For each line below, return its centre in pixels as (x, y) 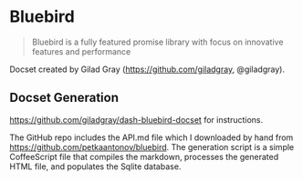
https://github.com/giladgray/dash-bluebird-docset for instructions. (136, 119)
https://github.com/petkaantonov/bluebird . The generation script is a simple (152, 146)
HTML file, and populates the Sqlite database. (95, 166)
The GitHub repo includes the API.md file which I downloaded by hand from (151, 137)
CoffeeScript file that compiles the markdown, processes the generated (144, 156)
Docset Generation (64, 98)
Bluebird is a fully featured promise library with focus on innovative (157, 42)
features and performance (81, 51)
